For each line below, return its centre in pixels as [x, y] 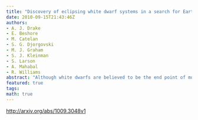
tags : [13, 89]
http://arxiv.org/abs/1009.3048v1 [46, 111]
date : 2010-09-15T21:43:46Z [41, 17]
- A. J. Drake [24, 28]
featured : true [25, 83]
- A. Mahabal [22, 67]
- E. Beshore [22, 34]
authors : [17, 22]
